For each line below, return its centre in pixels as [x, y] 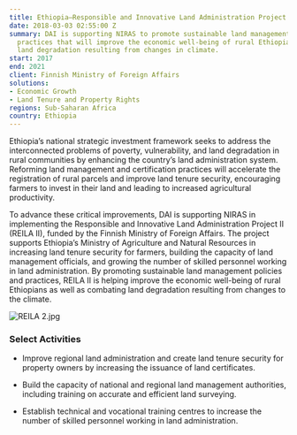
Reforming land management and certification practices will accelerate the [145, 170]
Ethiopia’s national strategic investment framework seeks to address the [140, 141]
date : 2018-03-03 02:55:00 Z [63, 26]
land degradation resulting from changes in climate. [118, 50]
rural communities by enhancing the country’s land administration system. [144, 160]
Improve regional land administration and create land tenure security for [153, 358]
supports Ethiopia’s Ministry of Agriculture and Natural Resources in [133, 243]
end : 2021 [27, 67]
